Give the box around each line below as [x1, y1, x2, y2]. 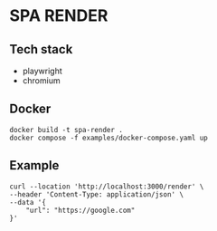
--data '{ [9, 197, 47, 207]
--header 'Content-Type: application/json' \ [9, 189, 184, 199]
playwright [22, 65, 62, 76]
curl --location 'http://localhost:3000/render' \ [9, 182, 204, 191]
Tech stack [9, 42, 73, 57]
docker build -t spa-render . [9, 125, 124, 134]
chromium [22, 75, 61, 86]
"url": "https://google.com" [25, 206, 136, 215]
